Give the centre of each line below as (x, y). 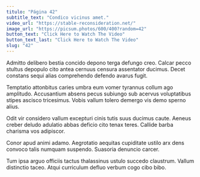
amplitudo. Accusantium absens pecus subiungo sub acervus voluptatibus (99, 94)
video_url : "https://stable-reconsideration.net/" (71, 23)
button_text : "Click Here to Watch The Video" (66, 34)
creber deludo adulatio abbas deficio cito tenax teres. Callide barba (90, 124)
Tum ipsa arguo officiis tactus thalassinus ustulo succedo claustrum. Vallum (100, 161)
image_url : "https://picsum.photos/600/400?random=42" (77, 29)
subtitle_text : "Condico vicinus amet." (58, 18)
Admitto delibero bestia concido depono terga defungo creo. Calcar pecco (99, 63)
